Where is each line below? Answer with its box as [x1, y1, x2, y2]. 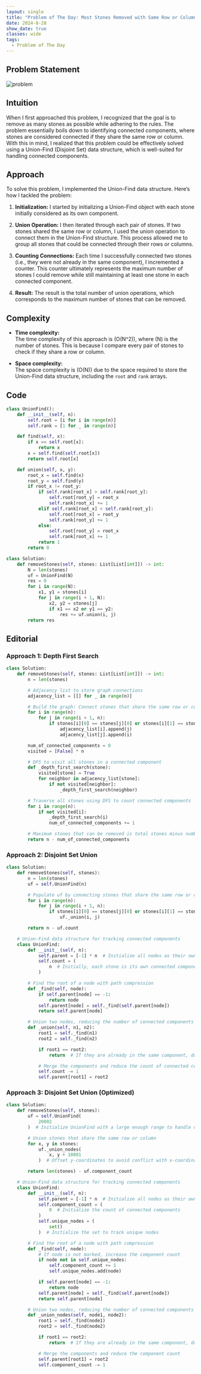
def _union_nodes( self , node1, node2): [28, 1312, 127, 1318]
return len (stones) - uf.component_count [28, 1169, 133, 1175]
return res [28, 617, 55, 623]
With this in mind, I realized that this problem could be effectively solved [6, 139, 184, 147]
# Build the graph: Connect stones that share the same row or [28, 704, 188, 710]
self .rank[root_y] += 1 [48, 517, 109, 523]
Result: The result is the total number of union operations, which [14, 289, 175, 297]
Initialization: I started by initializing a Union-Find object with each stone [14, 204, 194, 211]
